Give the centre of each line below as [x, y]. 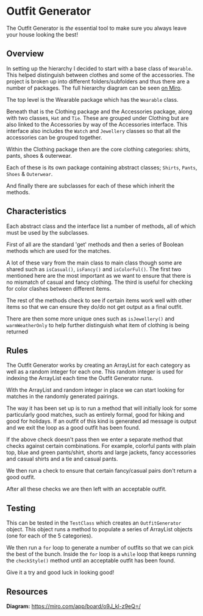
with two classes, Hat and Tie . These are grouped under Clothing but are [98, 118]
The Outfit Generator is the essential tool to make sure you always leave [97, 28]
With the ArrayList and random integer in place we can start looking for [95, 390]
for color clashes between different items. [59, 288]
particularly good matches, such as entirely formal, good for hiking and [95, 415]
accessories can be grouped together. [54, 137]
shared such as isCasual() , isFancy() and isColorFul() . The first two [94, 269]
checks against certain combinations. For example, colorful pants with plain [101, 446]
